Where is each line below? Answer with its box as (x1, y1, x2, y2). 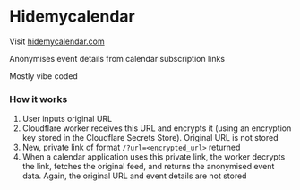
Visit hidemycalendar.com (9, 36, 105, 47)
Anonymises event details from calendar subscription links (9, 53, 226, 64)
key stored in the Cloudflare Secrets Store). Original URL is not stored (21, 133, 279, 143)
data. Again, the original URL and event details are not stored (21, 170, 247, 181)
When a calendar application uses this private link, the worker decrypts (21, 151, 286, 162)
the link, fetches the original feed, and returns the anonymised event (21, 161, 275, 172)
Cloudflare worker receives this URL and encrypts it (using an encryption (21, 123, 292, 134)
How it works (9, 92, 68, 105)
